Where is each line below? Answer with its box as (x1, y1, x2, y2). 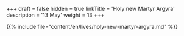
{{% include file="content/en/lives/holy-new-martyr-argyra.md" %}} (6, 23, 178, 30)
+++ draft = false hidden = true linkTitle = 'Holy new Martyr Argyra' (6, 5, 175, 12)
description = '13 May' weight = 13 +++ (6, 11, 105, 19)
